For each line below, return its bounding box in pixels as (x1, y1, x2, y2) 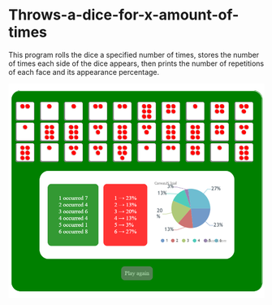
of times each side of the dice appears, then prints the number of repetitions (8, 59, 265, 68)
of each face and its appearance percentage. (8, 67, 160, 76)
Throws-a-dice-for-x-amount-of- (8, 6, 240, 24)
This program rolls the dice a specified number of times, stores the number (8, 50, 260, 59)
